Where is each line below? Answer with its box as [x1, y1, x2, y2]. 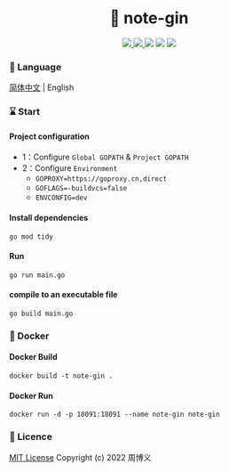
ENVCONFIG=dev [35, 193, 88, 203]
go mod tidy [9, 232, 53, 241]
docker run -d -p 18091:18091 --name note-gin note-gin [9, 410, 220, 419]
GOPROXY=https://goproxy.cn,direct [35, 175, 167, 183]
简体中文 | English [9, 82, 75, 93]
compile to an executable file [9, 289, 118, 300]
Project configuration [9, 131, 91, 142]
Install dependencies [9, 212, 89, 223]
